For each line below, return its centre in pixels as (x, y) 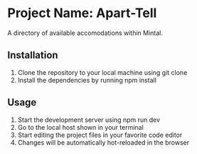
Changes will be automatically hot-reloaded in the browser (103, 142)
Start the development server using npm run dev (89, 120)
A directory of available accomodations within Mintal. (85, 33)
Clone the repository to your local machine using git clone (102, 72)
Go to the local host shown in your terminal (80, 127)
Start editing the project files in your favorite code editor (100, 135)
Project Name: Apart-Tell (82, 13)
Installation (33, 55)
